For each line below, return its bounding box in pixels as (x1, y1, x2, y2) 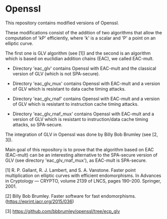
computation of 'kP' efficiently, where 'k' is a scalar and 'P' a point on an (5, 35, 156, 41)
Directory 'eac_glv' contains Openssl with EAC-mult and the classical (12, 65, 156, 71)
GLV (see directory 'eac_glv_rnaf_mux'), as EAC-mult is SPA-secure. (5, 157, 147, 163)
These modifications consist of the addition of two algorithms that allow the (5, 29, 162, 35)
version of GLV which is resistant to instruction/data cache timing (12, 116, 148, 122)
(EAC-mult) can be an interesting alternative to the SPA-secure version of (5, 152, 158, 158)
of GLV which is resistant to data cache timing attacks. (12, 85, 126, 92)
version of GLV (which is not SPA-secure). (12, 70, 100, 76)
